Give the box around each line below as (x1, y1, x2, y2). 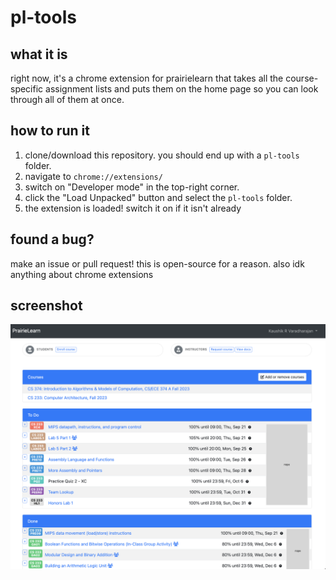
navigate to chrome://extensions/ (24, 170, 163, 182)
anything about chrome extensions (10, 268, 154, 280)
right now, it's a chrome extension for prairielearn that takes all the (10, 72, 284, 84)
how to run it (10, 122, 90, 140)
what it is (10, 46, 68, 63)
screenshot (10, 297, 83, 315)
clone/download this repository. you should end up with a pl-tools (24, 149, 300, 161)
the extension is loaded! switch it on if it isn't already (24, 202, 242, 214)
